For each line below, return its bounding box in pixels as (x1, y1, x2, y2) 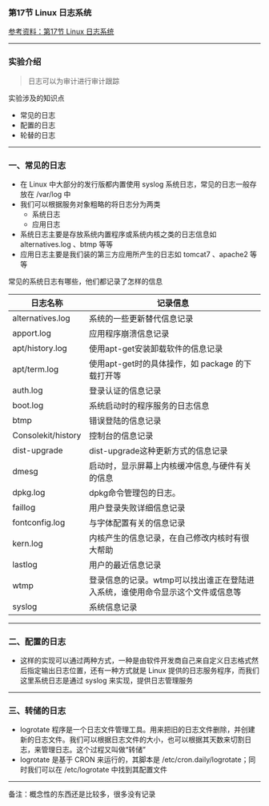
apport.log (12, 327, 52, 338)
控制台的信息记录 (89, 430, 154, 441)
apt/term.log (12, 363, 59, 374)
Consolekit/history (12, 429, 82, 441)
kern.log (12, 538, 44, 549)
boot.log (12, 399, 44, 410)
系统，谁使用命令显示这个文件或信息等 (97, 586, 242, 598)
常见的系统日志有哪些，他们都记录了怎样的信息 (8, 276, 163, 286)
